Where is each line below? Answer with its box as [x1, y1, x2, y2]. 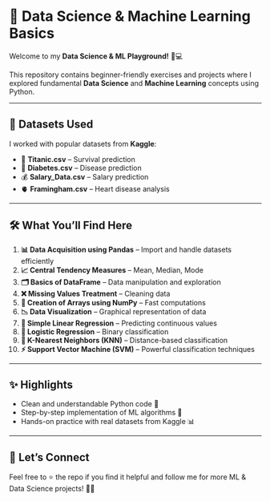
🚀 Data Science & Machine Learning [9, 7, 251, 26]
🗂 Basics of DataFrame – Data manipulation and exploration [20, 277, 221, 287]
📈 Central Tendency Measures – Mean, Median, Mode [20, 265, 204, 275]
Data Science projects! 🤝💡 [9, 484, 95, 494]
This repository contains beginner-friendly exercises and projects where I [9, 70, 252, 79]
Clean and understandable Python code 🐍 [20, 399, 159, 409]
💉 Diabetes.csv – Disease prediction [20, 163, 143, 172]
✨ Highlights [9, 378, 73, 391]
